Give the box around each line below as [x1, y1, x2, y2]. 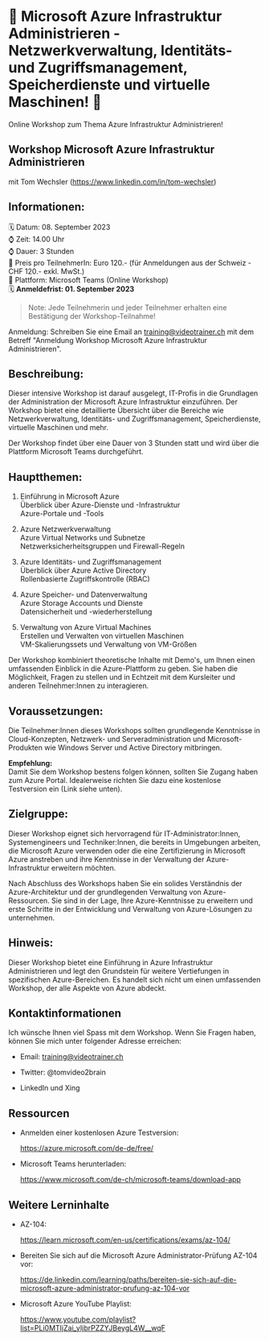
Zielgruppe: [8, 807, 68, 821]
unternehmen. [8, 913, 55, 922]
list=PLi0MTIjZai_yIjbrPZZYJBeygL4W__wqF [19, 1323, 166, 1333]
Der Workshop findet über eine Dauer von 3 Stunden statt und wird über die [8, 438, 259, 448]
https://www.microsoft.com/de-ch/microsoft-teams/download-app [19, 1175, 241, 1185]
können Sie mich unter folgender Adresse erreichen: [8, 1037, 182, 1046]
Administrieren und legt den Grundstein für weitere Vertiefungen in [8, 966, 230, 975]
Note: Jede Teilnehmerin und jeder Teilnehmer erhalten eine [27, 302, 227, 312]
